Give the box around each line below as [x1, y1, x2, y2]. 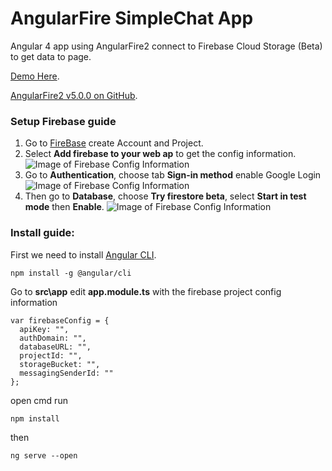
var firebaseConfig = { [10, 315, 110, 326]
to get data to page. [10, 50, 92, 62]
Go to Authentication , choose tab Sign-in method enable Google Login [24, 169, 322, 181]
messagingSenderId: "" [19, 368, 114, 378]
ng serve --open [10, 450, 78, 461]
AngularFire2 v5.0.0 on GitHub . [10, 89, 138, 101]
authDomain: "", [19, 333, 87, 343]
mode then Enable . [24, 201, 105, 213]
